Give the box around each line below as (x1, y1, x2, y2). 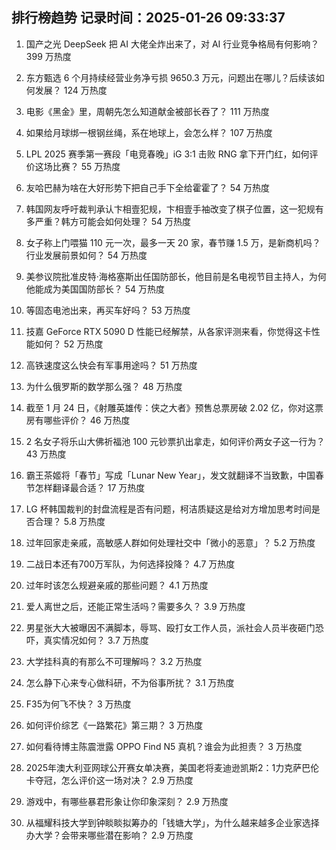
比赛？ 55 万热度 (52, 160, 121, 172)
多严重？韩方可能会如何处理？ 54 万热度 (25, 215, 192, 227)
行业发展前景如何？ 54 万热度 (25, 249, 148, 261)
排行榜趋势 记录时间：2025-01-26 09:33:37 (11, 9, 286, 27)
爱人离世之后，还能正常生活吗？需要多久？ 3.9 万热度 (25, 600, 246, 612)
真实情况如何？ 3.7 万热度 (43, 634, 149, 646)
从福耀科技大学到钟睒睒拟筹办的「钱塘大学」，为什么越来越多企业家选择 (25, 816, 320, 828)
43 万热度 (25, 448, 67, 460)
